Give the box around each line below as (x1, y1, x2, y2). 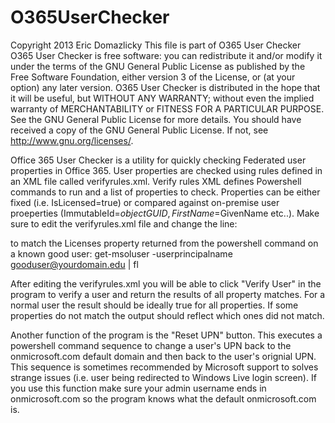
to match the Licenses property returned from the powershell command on (10, 237, 319, 249)
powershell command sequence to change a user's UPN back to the (10, 339, 292, 351)
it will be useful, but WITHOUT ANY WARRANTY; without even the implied (10, 92, 315, 104)
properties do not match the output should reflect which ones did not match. (10, 309, 325, 321)
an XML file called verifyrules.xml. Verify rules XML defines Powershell (10, 175, 302, 187)
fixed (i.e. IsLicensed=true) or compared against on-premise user (10, 196, 280, 208)
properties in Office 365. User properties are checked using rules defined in (10, 164, 323, 176)
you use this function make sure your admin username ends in (10, 382, 267, 394)
